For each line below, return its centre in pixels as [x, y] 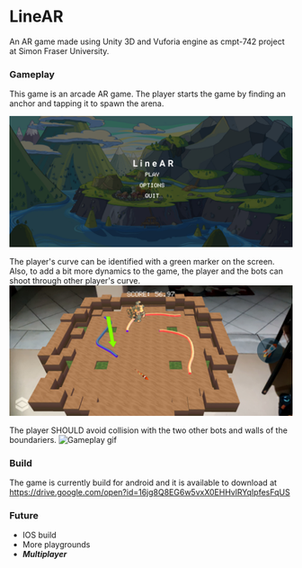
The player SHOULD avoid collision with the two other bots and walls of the [148, 430]
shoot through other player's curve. [75, 280]
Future [24, 516]
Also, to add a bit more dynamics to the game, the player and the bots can [146, 271]
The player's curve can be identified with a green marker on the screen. [142, 261]
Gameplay [32, 74]
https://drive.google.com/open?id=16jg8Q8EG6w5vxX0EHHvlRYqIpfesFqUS [150, 492]
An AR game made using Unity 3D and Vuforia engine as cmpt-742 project [147, 41]
